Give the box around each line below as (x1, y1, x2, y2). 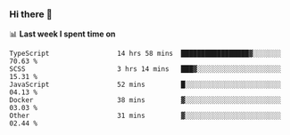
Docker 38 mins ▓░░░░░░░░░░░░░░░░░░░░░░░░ (9, 96, 281, 105)
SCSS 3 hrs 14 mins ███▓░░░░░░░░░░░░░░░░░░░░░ (9, 65, 281, 74)
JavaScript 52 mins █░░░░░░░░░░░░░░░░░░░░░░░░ (9, 80, 281, 90)
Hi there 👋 (9, 8, 54, 20)
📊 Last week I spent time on (9, 28, 116, 39)
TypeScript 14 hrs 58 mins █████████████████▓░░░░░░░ (9, 49, 281, 59)
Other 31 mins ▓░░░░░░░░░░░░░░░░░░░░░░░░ (9, 111, 281, 121)
